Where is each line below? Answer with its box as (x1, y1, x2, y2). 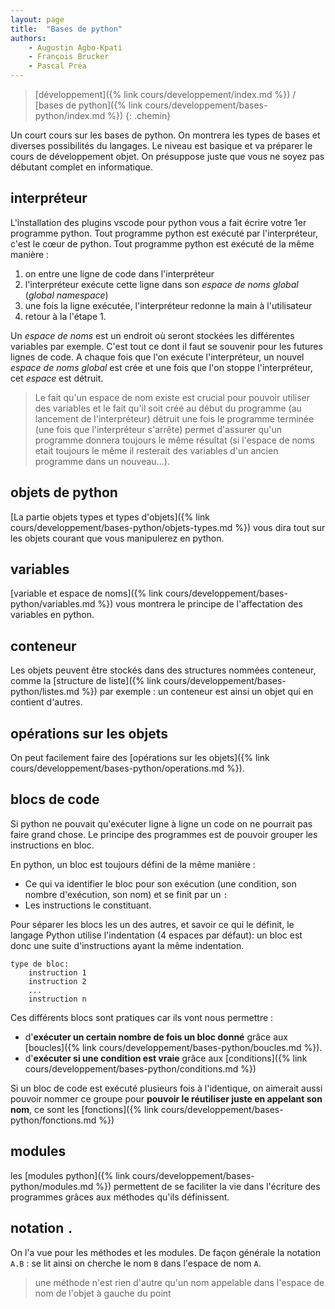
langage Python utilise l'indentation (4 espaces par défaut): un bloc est (10, 929, 303, 941)
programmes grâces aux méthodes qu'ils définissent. (10, 1191, 230, 1203)
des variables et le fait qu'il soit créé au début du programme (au (34, 402, 302, 414)
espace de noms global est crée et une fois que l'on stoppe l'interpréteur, (10, 361, 313, 373)
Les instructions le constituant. (24, 899, 152, 911)
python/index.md (34, 110, 106, 121)
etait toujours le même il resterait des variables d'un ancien (34, 444, 279, 456)
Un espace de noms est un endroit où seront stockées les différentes (10, 329, 295, 341)
